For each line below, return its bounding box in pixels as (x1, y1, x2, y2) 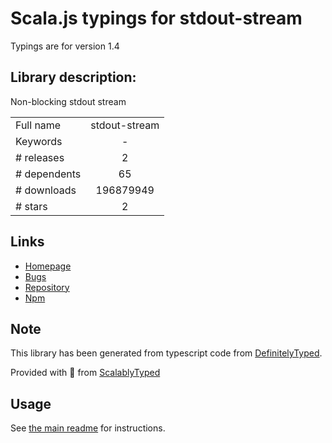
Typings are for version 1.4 (10, 40, 120, 52)
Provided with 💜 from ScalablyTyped (10, 367, 161, 379)
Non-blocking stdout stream (10, 95, 127, 107)
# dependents (15, 167, 82, 181)
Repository (24, 281, 70, 293)
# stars (15, 199, 48, 213)
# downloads (15, 183, 77, 197)
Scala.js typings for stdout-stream (10, 7, 303, 30)
